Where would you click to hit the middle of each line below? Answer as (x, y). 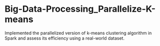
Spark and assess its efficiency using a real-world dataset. (65, 38)
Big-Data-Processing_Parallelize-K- (80, 9)
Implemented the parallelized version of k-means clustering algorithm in (78, 33)
